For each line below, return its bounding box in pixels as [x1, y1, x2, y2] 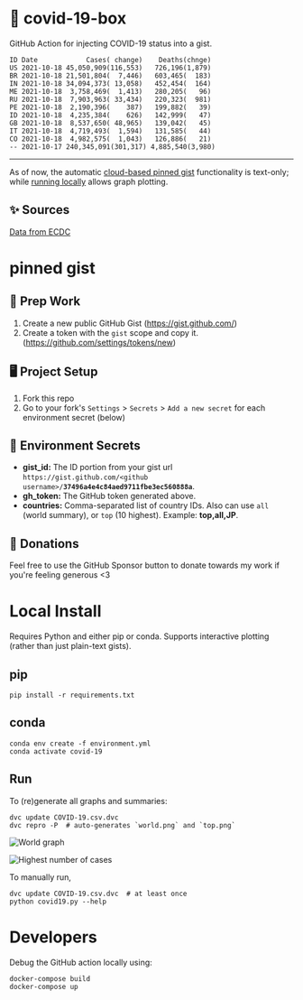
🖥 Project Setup [9, 365, 98, 380]
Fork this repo [22, 393, 75, 403]
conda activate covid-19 [9, 746, 103, 756]
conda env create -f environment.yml [9, 739, 151, 748]
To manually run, [9, 871, 72, 883]
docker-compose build [9, 974, 91, 983]
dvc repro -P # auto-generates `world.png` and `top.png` [9, 820, 236, 829]
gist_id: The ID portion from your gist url [22, 462, 173, 473]
